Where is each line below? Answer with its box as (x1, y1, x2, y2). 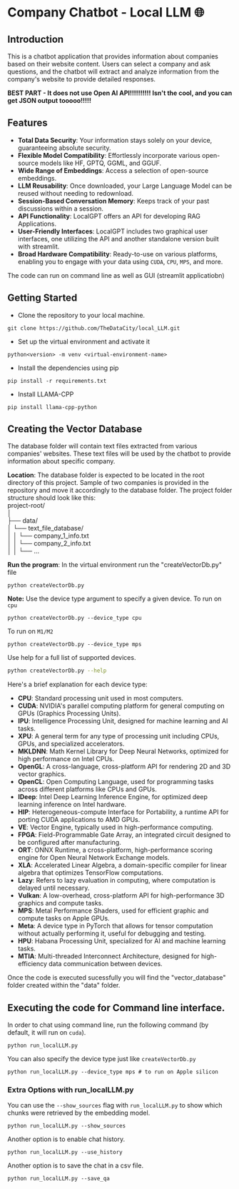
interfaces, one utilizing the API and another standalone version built (17, 234, 219, 243)
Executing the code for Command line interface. (7, 1001, 225, 1014)
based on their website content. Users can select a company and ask (7, 60, 211, 68)
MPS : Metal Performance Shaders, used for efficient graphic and (17, 906, 209, 915)
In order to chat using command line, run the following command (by (7, 1020, 209, 1029)
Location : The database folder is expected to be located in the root (7, 471, 205, 479)
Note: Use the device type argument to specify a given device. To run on (7, 594, 222, 603)
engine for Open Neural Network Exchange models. (17, 853, 170, 862)
